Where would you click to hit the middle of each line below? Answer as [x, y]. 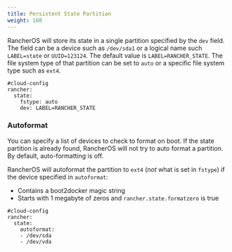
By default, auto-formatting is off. [56, 156]
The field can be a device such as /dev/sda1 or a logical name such [105, 48]
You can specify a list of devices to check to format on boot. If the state [111, 141]
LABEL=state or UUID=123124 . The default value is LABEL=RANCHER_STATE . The [115, 55]
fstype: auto [39, 102]
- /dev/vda [36, 241]
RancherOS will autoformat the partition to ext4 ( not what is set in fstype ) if [116, 169]
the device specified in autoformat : [58, 177]
